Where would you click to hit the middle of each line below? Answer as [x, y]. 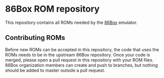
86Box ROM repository [52, 9]
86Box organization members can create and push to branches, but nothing [82, 65]
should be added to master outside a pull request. [55, 70]
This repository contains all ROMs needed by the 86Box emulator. [71, 22]
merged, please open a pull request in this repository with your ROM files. [79, 60]
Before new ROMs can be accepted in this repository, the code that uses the [82, 49]
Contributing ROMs [35, 38]
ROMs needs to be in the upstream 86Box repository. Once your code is [78, 55]
